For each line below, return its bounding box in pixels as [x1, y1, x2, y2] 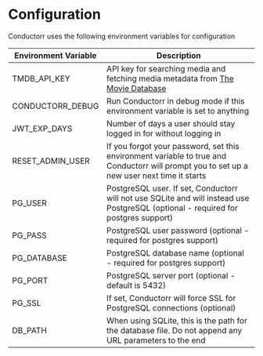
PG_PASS [12, 230, 47, 241]
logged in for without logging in [106, 128, 222, 139]
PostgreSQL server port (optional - [106, 270, 236, 281]
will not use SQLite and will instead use [106, 192, 250, 203]
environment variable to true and [106, 151, 227, 162]
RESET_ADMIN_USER [12, 155, 90, 166]
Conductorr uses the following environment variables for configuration [8, 31, 236, 41]
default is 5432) [106, 280, 167, 291]
